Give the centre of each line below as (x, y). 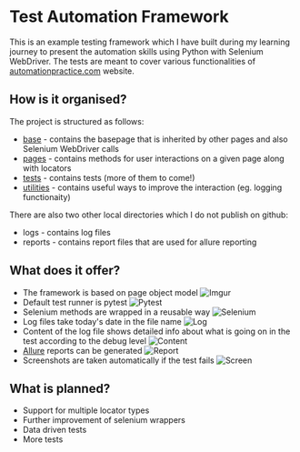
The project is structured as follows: (77, 121)
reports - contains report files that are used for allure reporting (140, 242)
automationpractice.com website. (72, 71)
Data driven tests (55, 430)
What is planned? (60, 388)
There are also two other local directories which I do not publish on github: (149, 215)
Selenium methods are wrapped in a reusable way (116, 312)
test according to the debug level (85, 341)
